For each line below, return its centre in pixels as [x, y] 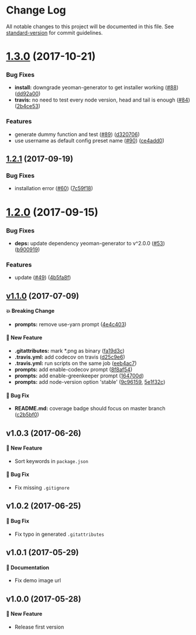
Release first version [39, 627]
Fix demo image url [38, 580]
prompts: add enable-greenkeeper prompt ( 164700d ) [79, 376]
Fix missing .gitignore [42, 487]
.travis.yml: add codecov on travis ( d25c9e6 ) [70, 357]
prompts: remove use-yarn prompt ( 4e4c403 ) [71, 324]
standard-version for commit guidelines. [54, 32]
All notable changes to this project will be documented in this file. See [90, 26]
